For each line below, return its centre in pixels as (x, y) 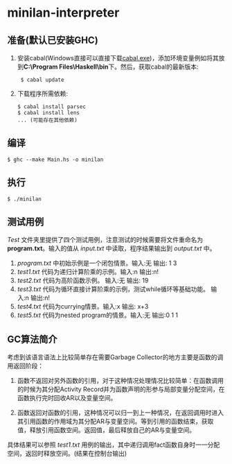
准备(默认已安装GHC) (53, 40)
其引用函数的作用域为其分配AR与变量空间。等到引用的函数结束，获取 (115, 422)
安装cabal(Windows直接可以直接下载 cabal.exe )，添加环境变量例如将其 (118, 58)
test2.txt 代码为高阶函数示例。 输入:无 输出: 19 (83, 281)
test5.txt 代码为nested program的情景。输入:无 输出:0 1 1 (98, 315)
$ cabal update (42, 80)
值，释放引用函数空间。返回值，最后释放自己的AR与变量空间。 (106, 430)
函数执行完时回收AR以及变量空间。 (67, 398)
